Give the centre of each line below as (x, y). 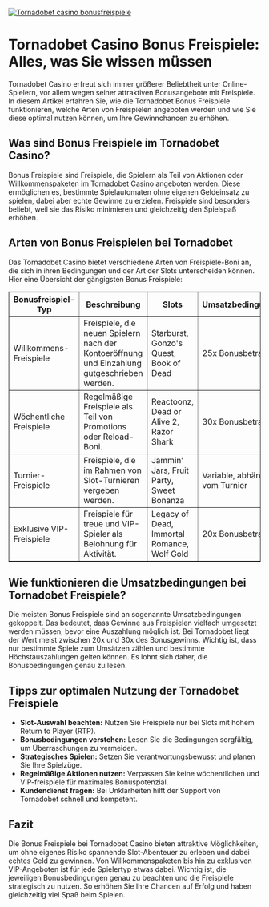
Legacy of (170, 514)
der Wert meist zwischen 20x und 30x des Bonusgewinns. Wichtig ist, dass (132, 640)
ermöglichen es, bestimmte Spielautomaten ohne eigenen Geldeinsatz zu (129, 191)
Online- (235, 83)
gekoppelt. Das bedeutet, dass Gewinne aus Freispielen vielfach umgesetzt (132, 623)
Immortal (168, 534)
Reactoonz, (173, 401)
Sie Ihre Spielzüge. (51, 765)
